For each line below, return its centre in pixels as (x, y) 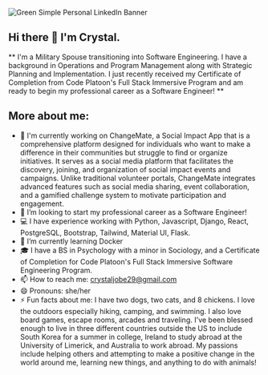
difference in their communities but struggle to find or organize (124, 152)
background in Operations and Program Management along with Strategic (130, 65)
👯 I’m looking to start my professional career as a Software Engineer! (133, 212)
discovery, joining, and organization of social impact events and (125, 169)
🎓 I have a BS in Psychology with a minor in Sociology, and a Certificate (140, 250)
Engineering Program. (56, 270)
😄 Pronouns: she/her (55, 290)
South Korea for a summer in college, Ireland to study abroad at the (131, 337)
